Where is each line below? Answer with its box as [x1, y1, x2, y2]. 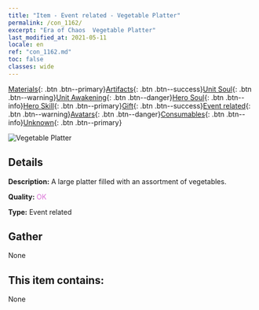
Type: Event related [8, 207, 72, 216]
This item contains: [8, 273, 104, 287]
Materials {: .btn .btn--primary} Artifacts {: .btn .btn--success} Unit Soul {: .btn [8, 84, 253, 94]
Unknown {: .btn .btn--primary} [23, 117, 122, 127]
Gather [8, 230, 43, 243]
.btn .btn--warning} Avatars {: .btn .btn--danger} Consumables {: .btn [8, 109, 225, 119]
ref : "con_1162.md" [8, 48, 72, 56]
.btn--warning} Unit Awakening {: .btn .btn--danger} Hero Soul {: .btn [8, 92, 224, 102]
